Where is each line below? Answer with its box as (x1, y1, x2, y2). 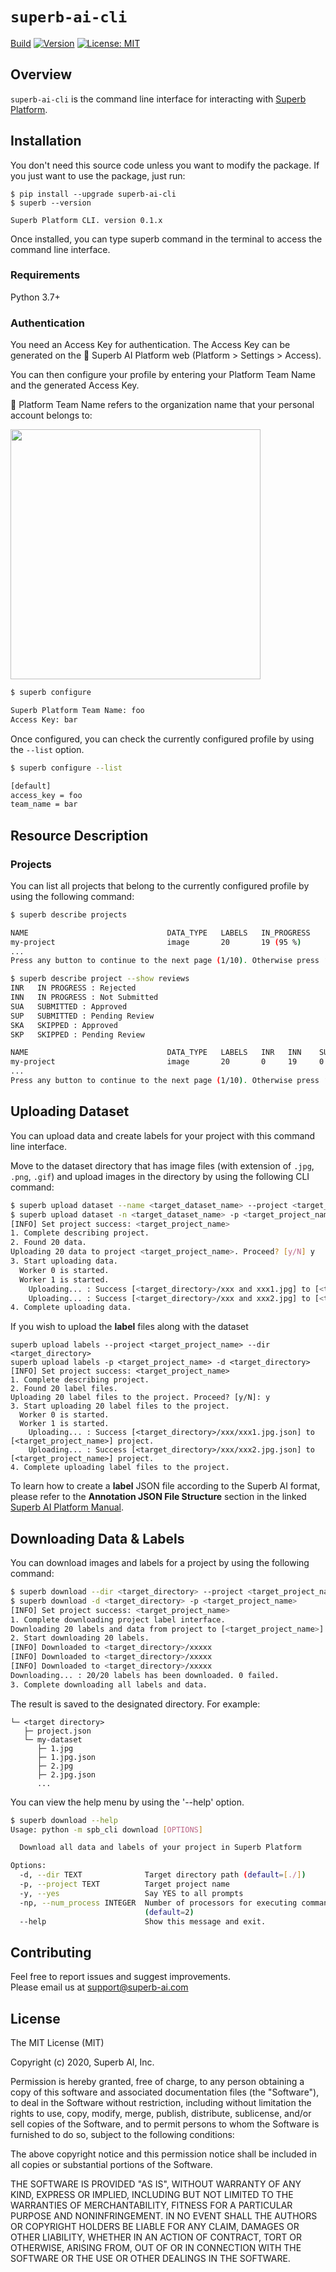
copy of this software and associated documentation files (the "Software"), (10, 2086, 320, 2098)
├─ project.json (23, 1726, 92, 1736)
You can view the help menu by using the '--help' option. (10, 1796, 245, 1808)
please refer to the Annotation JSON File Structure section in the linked (10, 1491, 307, 1503)
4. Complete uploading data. (10, 1303, 132, 1313)
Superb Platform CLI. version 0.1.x (10, 215, 163, 225)
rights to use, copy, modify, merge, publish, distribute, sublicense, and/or (10, 2108, 312, 2120)
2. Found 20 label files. (10, 1384, 118, 1394)
